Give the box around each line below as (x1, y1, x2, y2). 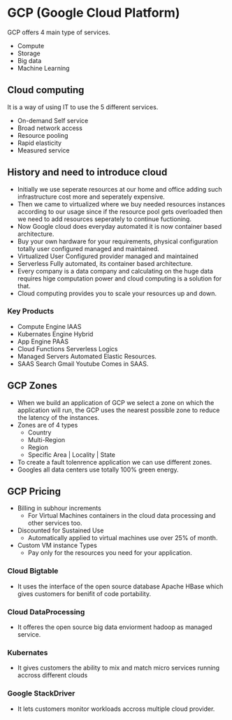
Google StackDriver (7, 689, 75, 698)
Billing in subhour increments (17, 504, 101, 512)
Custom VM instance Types (17, 541, 98, 550)
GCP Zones (7, 380, 58, 392)
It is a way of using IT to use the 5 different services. (7, 103, 159, 111)
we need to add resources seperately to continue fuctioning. (17, 215, 192, 223)
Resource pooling (17, 131, 68, 139)
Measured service (17, 146, 70, 155)
